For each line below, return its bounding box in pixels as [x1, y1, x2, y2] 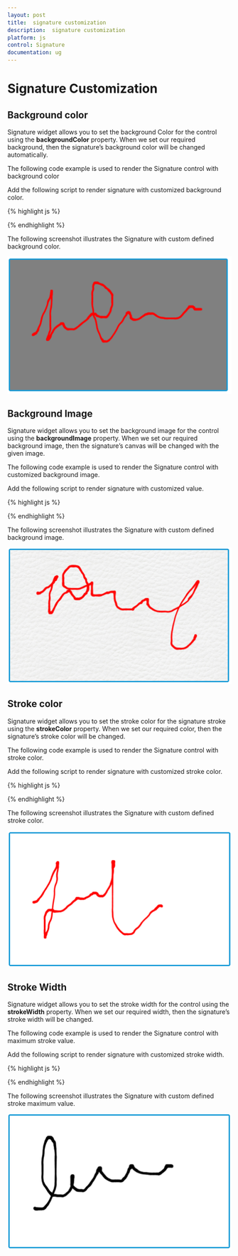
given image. [7, 449, 45, 458]
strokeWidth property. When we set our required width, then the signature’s [7, 1008, 230, 1016]
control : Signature [7, 41, 65, 49]
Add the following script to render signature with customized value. [7, 484, 204, 493]
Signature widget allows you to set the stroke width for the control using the [7, 1000, 229, 1008]
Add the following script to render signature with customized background [7, 186, 222, 194]
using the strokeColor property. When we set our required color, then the [7, 724, 222, 733]
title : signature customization [7, 19, 107, 26]
